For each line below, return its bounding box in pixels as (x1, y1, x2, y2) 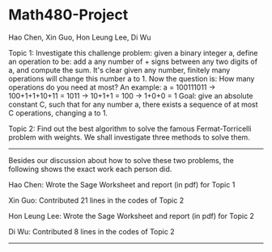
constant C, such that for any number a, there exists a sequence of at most (8, 99, 258, 109)
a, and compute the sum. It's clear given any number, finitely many (8, 65, 231, 74)
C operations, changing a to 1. (8, 107, 108, 118)
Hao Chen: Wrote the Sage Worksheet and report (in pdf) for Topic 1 (8, 179, 236, 189)
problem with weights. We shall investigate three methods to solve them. (8, 132, 251, 142)
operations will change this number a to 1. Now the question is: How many (8, 73, 255, 83)
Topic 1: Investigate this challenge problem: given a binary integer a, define (8, 48, 258, 57)
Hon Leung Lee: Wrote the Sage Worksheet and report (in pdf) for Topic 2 (8, 211, 255, 220)
